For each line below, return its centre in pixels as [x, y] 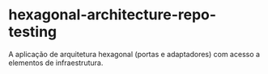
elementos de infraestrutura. [56, 63]
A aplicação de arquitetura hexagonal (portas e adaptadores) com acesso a [134, 54]
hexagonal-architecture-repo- [113, 15]
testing [33, 32]
